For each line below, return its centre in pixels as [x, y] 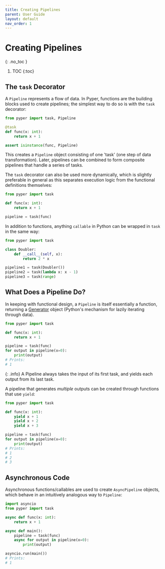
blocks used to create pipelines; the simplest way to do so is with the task [80, 104]
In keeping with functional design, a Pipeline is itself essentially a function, [81, 304]
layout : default [22, 19]
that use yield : [20, 394]
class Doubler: [21, 249]
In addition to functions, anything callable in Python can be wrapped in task [83, 226]
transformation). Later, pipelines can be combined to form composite [75, 160]
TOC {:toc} [23, 71]
